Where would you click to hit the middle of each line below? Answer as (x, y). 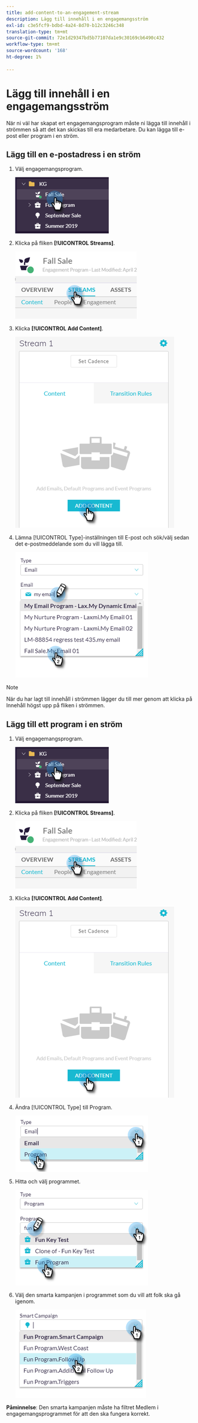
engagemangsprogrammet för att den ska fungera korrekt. (78, 1414)
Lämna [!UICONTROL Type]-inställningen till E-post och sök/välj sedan (102, 538)
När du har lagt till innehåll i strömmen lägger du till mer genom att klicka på (99, 699)
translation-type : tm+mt (37, 32)
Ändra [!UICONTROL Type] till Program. (63, 1107)
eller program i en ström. (49, 135)
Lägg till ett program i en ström (64, 724)
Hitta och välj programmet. (48, 1181)
